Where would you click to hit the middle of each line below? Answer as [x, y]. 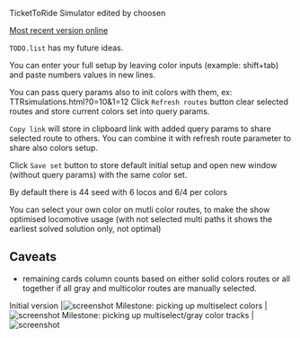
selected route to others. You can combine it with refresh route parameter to [150, 138]
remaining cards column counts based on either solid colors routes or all [156, 279]
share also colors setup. [54, 148]
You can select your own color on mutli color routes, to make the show [140, 209]
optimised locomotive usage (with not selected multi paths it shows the [141, 219]
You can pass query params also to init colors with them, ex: [121, 92]
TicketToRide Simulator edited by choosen [88, 13]
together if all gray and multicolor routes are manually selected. [140, 288]
